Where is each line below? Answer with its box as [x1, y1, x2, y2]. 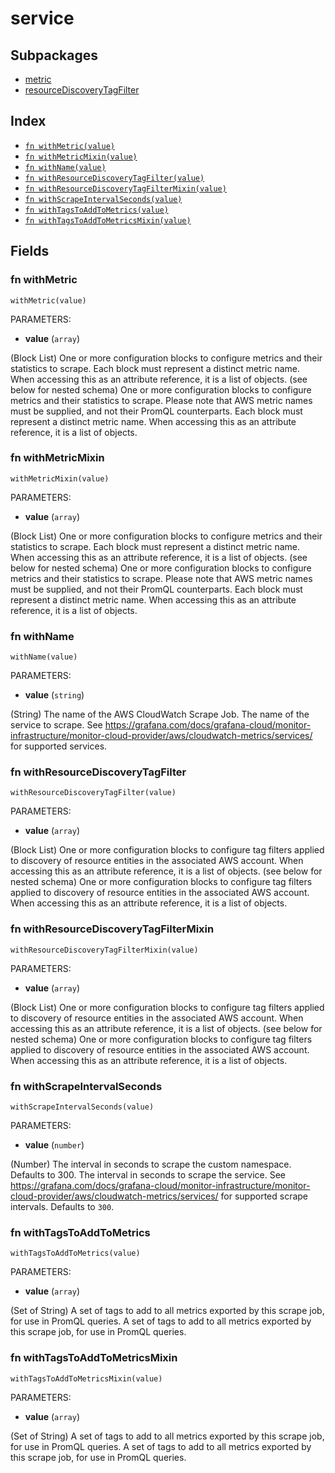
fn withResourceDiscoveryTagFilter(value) [24, 173, 205, 183]
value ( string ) [24, 689, 85, 701]
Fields [10, 243, 50, 260]
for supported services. [10, 740, 108, 752]
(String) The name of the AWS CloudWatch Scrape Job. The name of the [10, 708, 310, 721]
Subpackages [10, 47, 98, 64]
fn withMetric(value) [24, 141, 115, 151]
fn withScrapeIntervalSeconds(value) [24, 194, 183, 204]
